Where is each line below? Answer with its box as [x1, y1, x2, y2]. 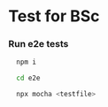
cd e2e [16, 73, 41, 83]
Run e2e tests [8, 38, 69, 50]
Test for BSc [8, 6, 100, 27]
